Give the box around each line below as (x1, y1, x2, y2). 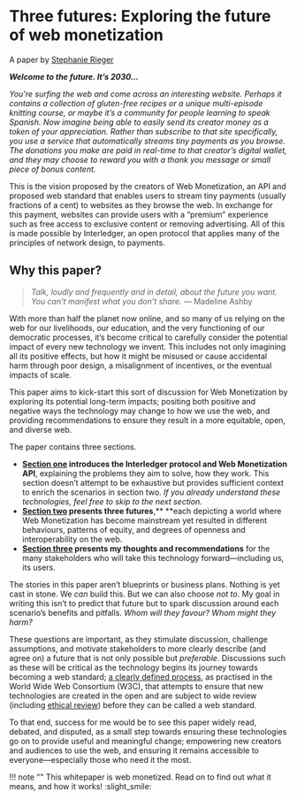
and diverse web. (9, 424, 72, 435)
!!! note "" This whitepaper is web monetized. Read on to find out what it (9, 772, 271, 782)
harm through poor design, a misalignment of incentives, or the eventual (9, 360, 272, 371)
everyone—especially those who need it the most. (9, 754, 192, 765)
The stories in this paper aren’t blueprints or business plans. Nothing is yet (9, 579, 280, 589)
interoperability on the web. (21, 534, 123, 544)
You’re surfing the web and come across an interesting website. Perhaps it (9, 88, 282, 99)
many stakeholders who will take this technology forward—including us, (21, 552, 285, 563)
